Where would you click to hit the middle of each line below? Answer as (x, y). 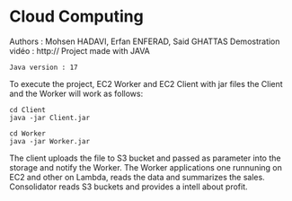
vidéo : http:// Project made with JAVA (80, 50)
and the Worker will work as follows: (76, 93)
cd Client (28, 109)
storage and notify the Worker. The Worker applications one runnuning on (146, 167)
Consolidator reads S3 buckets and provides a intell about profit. (129, 187)
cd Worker (28, 133)
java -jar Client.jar (50, 118)
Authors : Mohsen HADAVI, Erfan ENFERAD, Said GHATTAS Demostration (145, 41)
